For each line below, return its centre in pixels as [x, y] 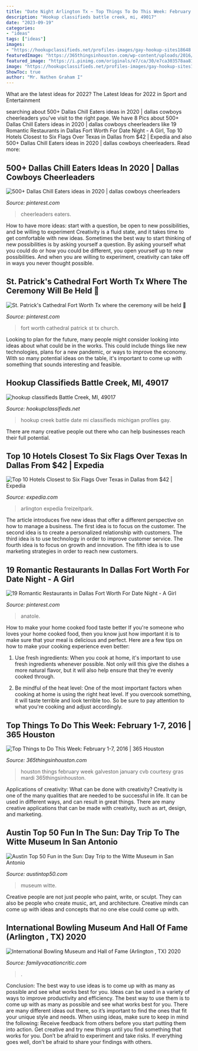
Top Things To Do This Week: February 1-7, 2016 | [99, 725]
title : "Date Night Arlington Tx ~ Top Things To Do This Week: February [99, 11]
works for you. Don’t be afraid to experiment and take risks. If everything [94, 1036]
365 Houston [31, 734]
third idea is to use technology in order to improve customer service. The [95, 539]
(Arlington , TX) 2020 [46, 937]
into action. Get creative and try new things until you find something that [94, 1029]
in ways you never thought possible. [50, 263]
